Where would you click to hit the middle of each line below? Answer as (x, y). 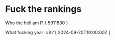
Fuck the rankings (43, 9)
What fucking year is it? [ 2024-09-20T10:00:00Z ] (58, 32)
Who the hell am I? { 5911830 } (37, 23)
